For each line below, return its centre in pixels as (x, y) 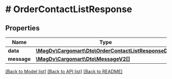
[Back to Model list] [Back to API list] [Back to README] (64, 71)
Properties (23, 28)
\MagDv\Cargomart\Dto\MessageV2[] (83, 59)
